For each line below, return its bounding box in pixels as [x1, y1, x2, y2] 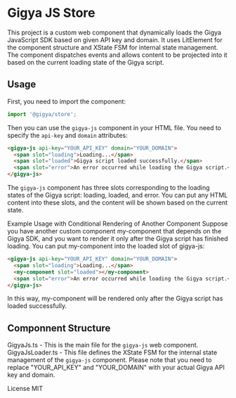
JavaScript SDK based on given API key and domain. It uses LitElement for [7, 35, 223, 44]
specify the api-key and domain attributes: [7, 131, 128, 139]
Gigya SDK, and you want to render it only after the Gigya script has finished [7, 234, 228, 243]
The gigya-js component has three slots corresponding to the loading [7, 184, 210, 191]
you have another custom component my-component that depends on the [7, 227, 222, 235]
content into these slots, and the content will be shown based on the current [7, 198, 228, 207]
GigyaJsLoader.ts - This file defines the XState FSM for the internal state [7, 348, 218, 357]
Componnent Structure [7, 322, 111, 334]
